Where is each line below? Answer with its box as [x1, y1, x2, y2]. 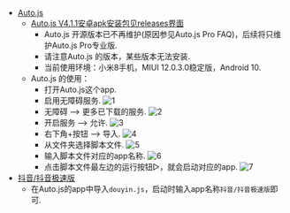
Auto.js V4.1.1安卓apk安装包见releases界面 [30, 18, 184, 28]
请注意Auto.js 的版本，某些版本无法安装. [43, 51, 190, 61]
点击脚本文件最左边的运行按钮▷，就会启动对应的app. [43, 162, 239, 171]
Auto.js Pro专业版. [51, 40, 118, 50]
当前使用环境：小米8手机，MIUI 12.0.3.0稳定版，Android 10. [43, 62, 262, 72]
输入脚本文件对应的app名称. [43, 150, 146, 161]
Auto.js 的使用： [30, 73, 90, 83]
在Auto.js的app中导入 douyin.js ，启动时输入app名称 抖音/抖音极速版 [30, 184, 271, 194]
